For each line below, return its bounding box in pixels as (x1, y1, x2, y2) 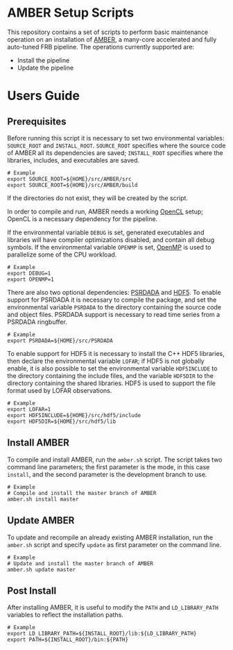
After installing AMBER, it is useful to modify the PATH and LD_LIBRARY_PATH (7, 603, 218, 612)
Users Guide (7, 88, 80, 104)
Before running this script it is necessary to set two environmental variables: (7, 133, 225, 142)
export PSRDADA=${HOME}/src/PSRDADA (7, 337, 113, 344)
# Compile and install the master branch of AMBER (7, 489, 157, 496)
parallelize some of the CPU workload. (7, 250, 117, 259)
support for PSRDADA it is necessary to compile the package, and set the (7, 295, 217, 304)
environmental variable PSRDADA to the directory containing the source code (7, 302, 222, 311)
